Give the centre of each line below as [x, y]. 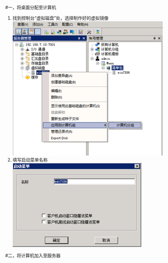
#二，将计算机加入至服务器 [33, 255]
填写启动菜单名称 [30, 160]
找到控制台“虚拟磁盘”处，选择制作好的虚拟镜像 [60, 18]
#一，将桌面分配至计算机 [31, 7]
